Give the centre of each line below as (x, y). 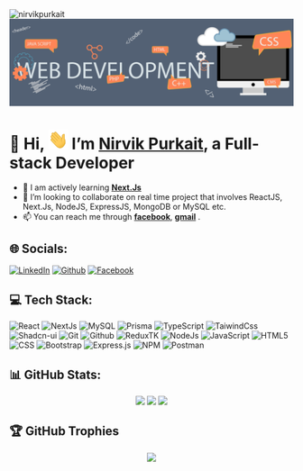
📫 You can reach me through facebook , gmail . (111, 217)
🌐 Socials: (39, 248)
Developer (95, 163)
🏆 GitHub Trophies (64, 431)
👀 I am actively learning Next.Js (82, 187)
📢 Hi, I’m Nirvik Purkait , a (115, 144)
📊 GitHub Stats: (55, 374)
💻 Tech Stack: (51, 299)
